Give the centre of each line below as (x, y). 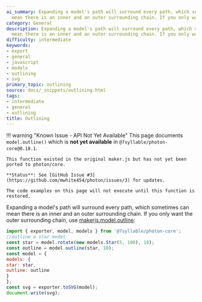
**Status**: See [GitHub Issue (45, 175)
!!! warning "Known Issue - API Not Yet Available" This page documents (95, 136)
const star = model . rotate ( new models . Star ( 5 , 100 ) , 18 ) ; (80, 242)
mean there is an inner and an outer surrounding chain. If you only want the (99, 214)
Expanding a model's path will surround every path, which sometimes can (98, 207)
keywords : (19, 46)
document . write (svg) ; (33, 293)
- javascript (23, 62)
